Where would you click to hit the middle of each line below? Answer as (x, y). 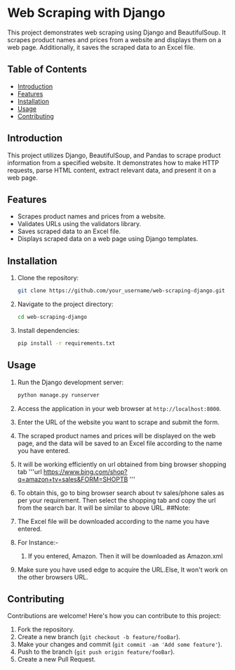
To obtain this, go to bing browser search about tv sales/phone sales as (121, 492)
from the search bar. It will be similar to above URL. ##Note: (104, 508)
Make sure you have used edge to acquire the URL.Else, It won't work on (122, 570)
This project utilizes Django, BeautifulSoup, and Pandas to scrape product (114, 155)
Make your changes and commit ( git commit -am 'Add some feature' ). (120, 645)
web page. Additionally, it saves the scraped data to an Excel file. (101, 47)
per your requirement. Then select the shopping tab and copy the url (116, 500)
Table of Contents (47, 69)
